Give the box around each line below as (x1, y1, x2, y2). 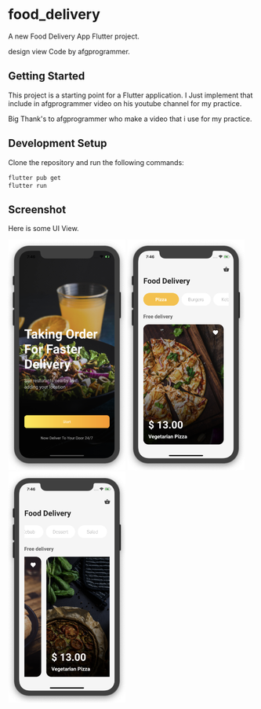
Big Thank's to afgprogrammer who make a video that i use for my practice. (8, 114, 252, 123)
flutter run (8, 182, 47, 189)
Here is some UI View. (8, 224, 80, 233)
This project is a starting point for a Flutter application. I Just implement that (8, 90, 253, 100)
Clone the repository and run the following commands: (8, 157, 184, 167)
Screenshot (8, 203, 67, 216)
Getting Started (8, 69, 85, 83)
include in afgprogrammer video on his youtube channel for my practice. (8, 98, 242, 108)
